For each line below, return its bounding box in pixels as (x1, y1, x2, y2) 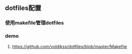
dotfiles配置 (5, 4, 42, 12)
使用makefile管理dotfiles (5, 20, 64, 26)
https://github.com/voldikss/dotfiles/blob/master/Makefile (12, 43, 127, 49)
